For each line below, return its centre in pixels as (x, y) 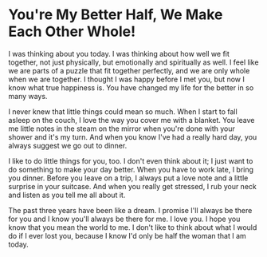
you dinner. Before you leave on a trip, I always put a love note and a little (128, 178)
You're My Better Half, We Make (116, 15)
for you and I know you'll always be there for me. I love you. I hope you (124, 219)
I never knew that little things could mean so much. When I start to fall (123, 111)
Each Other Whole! (72, 32)
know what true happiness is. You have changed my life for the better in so (131, 87)
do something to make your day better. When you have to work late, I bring (131, 169)
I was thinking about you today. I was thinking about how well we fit (119, 53)
